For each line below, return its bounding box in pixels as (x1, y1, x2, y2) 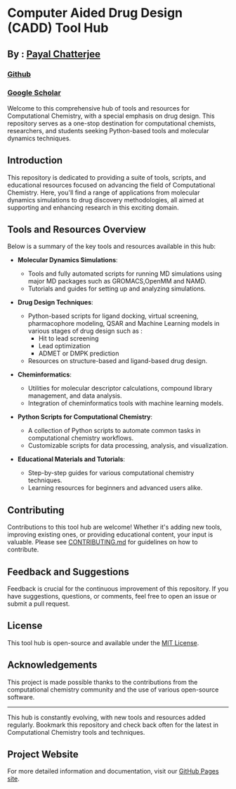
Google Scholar (7, 88, 61, 98)
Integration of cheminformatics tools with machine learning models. (27, 399, 223, 408)
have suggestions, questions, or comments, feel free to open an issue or (7, 592, 217, 601)
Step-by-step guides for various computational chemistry (27, 469, 195, 477)
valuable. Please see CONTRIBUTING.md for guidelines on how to (7, 538, 198, 546)
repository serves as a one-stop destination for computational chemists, (7, 118, 216, 128)
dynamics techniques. (7, 134, 72, 142)
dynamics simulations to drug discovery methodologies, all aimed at (7, 195, 204, 204)
